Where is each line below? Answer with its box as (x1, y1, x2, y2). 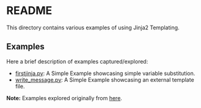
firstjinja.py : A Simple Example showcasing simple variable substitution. (15, 70, 196, 77)
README (6, 4, 53, 18)
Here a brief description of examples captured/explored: (6, 57, 148, 65)
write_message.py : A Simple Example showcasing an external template (15, 76, 194, 83)
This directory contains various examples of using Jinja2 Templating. (6, 24, 180, 31)
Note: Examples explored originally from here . (6, 94, 122, 101)
